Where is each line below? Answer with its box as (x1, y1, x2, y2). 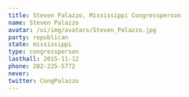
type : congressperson (8, 48, 80, 56)
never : (8, 70, 30, 77)
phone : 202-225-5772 (8, 63, 76, 70)
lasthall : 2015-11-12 (8, 56, 80, 63)
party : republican (8, 33, 69, 41)
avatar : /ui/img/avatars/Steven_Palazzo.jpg (8, 26, 157, 34)
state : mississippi (8, 41, 72, 48)
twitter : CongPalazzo (8, 77, 80, 84)
